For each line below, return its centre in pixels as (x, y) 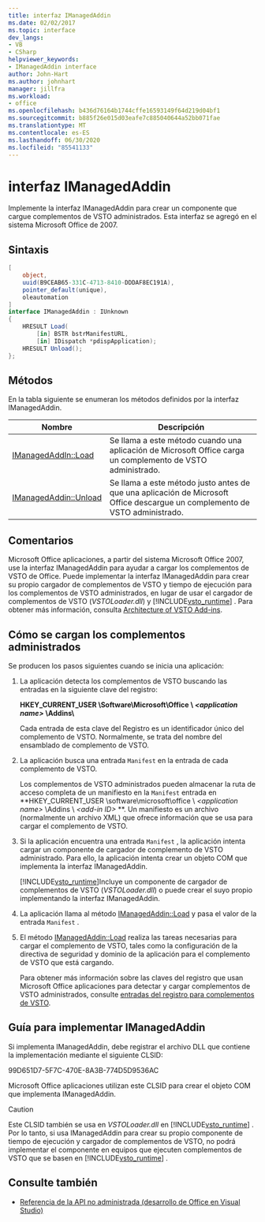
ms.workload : (30, 96)
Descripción (181, 427)
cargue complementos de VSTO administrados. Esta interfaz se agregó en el (132, 217)
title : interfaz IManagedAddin (60, 15)
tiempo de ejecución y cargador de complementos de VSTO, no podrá (122, 1141)
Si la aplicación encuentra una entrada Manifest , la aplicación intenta (132, 841)
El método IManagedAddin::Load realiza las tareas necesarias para (128, 937)
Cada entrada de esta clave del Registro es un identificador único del (132, 728)
